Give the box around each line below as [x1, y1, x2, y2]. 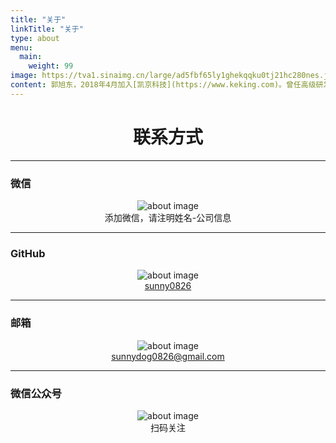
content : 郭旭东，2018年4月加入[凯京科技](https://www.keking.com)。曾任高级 [10, 80, 317, 90]
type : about [10, 33, 60, 43]
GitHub [10, 246, 46, 260]
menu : [10, 42, 33, 53]
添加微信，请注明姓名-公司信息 [104, 211, 232, 223]
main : [19, 52, 43, 62]
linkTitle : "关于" [10, 24, 84, 34]
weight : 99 [28, 61, 74, 71]
